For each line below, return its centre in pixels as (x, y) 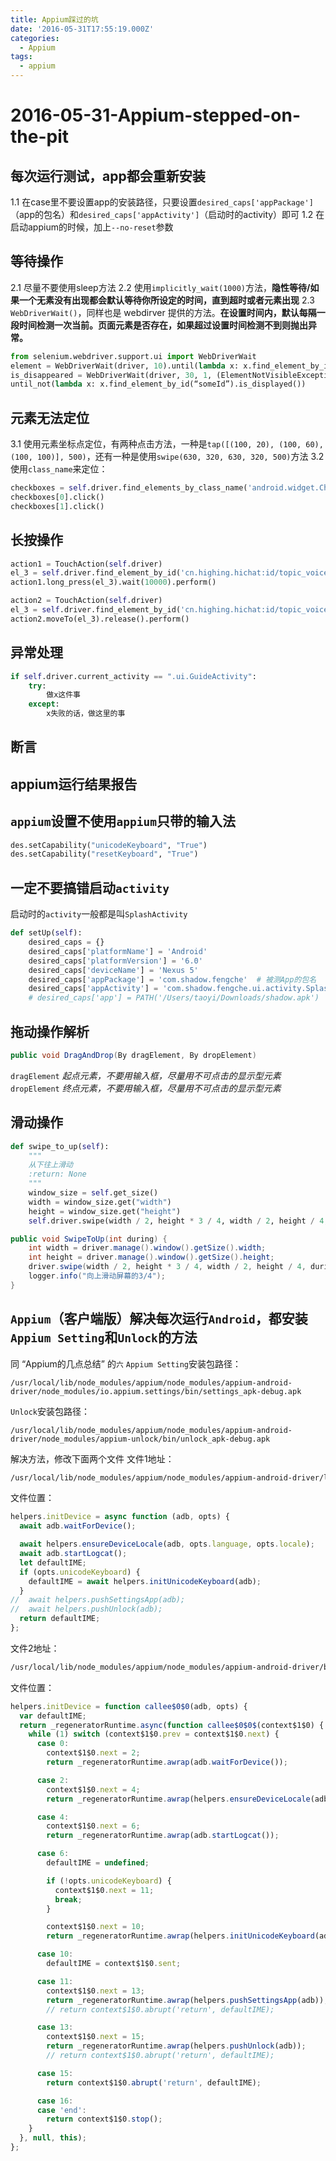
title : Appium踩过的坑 (54, 19)
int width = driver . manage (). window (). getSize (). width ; (147, 1248)
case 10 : (55, 1954)
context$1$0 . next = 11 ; (104, 1890)
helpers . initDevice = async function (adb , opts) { (120, 1517)
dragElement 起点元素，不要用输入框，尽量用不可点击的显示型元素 (146, 1075)
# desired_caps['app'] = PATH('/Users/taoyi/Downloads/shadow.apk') (174, 998)
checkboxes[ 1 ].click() (57, 506)
